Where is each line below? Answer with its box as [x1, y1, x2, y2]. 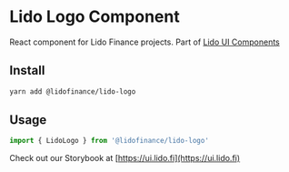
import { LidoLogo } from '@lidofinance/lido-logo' [9, 137, 209, 146]
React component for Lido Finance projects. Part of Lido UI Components [9, 36, 280, 47]
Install [9, 63, 45, 78]
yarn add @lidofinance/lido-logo [9, 86, 136, 96]
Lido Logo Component [9, 6, 180, 27]
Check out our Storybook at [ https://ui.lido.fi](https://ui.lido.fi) [9, 153, 241, 164]
